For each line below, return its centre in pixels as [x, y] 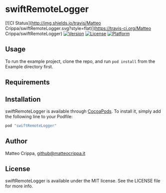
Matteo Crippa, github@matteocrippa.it [45, 153]
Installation [23, 99]
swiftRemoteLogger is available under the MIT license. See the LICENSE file [83, 181]
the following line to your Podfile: [39, 116]
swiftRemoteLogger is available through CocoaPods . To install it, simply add [83, 111]
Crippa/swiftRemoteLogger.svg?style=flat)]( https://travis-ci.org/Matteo [78, 28]
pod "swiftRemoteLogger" [31, 126]
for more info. [19, 186]
